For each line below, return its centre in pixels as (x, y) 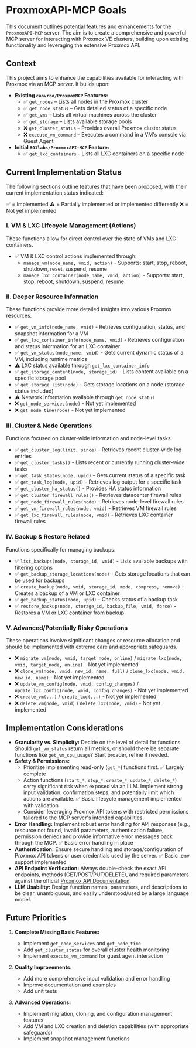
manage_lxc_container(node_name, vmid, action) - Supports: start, (104, 275)
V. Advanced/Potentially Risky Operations (67, 628)
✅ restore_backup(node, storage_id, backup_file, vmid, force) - (95, 606)
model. (23, 899)
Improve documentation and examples (69, 985)
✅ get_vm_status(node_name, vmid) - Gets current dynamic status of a (99, 353)
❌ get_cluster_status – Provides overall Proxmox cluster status (100, 128)
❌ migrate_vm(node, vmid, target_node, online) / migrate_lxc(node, (98, 658)
